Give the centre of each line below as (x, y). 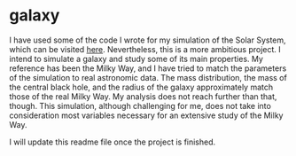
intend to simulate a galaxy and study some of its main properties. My (136, 58)
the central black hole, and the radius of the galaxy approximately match (141, 87)
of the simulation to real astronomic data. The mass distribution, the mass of (148, 77)
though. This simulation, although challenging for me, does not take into (140, 105)
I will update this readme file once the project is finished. (113, 142)
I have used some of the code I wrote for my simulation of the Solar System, (148, 40)
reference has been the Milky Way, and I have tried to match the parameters (148, 68)
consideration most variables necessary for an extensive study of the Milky (146, 115)
